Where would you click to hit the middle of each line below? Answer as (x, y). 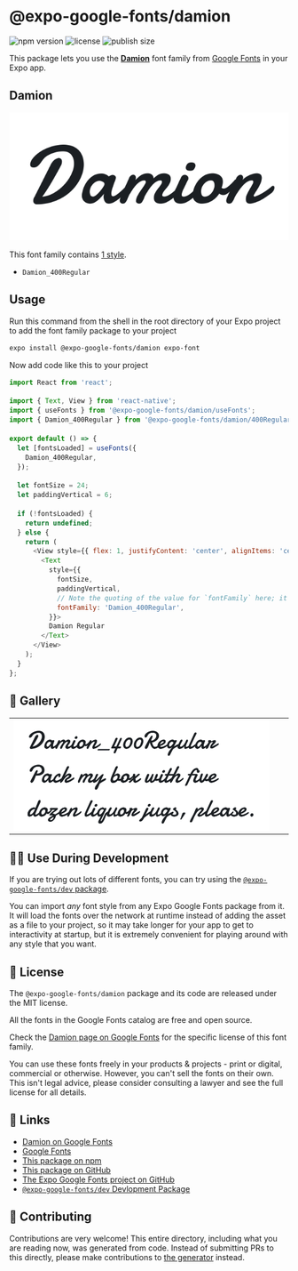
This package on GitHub (66, 1170)
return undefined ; (59, 523)
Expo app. (28, 68)
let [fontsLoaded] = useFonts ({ (77, 448)
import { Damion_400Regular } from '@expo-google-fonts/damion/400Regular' (152, 420)
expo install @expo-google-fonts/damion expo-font (105, 348)
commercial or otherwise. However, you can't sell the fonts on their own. (141, 1073)
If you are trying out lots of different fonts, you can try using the (125, 880)
